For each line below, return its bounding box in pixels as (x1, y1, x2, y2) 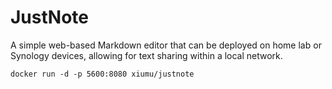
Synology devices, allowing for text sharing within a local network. (10, 49, 283, 61)
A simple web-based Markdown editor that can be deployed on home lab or (10, 39, 322, 51)
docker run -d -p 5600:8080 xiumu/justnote (10, 69, 195, 79)
